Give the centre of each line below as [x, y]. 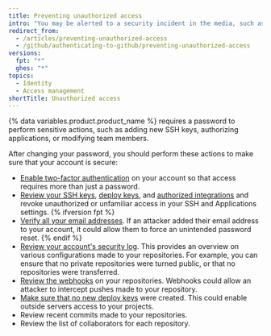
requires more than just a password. [80, 187]
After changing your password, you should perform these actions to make [131, 154]
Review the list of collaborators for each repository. [105, 324]
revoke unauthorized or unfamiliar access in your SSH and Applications [138, 204]
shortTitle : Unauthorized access [65, 98]
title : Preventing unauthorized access [75, 16]
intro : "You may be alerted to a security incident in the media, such [131, 23]
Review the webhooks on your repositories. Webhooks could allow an [135, 281]
